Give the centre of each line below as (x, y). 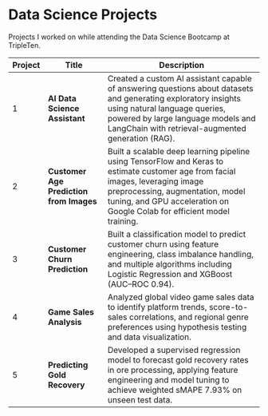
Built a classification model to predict (176, 234)
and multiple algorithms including (170, 263)
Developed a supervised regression (174, 350)
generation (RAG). (141, 138)
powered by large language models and (182, 118)
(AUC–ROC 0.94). (141, 283)
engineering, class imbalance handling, (180, 254)
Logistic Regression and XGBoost (170, 274)
